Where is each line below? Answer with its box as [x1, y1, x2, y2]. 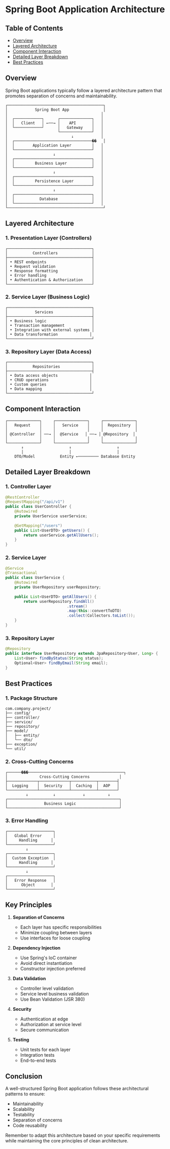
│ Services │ [5, 310, 95, 315]
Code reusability [12, 1122, 47, 1129]
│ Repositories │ [5, 364, 95, 369]
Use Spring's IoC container [20, 955, 77, 961]
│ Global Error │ [5, 833, 56, 838]
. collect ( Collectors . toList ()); [67, 613, 136, 618]
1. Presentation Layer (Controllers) [5, 235, 92, 242]
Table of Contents [5, 24, 64, 33]
